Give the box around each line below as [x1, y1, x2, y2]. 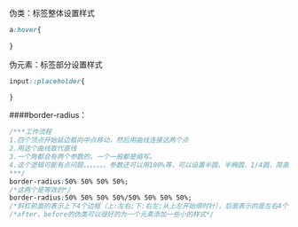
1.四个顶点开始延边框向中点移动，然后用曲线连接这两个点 [9, 136, 189, 145]
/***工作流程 [9, 128, 52, 137]
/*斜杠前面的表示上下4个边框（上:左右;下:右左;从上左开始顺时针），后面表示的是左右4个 [9, 202, 289, 211]
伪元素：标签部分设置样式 [9, 59, 103, 69]
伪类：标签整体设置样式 [9, 8, 95, 18]
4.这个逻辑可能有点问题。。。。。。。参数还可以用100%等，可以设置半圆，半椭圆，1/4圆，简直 [9, 160, 290, 169]
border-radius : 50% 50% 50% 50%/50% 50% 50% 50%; [9, 193, 192, 202]
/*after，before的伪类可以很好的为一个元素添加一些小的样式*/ [9, 210, 215, 219]
